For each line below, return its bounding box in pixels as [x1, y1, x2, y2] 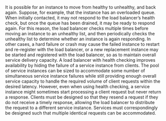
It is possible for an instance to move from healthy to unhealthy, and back [5, 4, 156, 10]
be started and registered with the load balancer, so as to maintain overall [5, 52, 156, 58]
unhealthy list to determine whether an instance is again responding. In [5, 36, 151, 42]
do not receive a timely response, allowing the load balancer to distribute [5, 100, 155, 105]
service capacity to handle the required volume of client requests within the [5, 78, 161, 84]
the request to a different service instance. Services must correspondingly [5, 105, 158, 111]
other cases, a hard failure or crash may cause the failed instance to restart [5, 41, 160, 47]
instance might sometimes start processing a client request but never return [5, 89, 161, 95]
